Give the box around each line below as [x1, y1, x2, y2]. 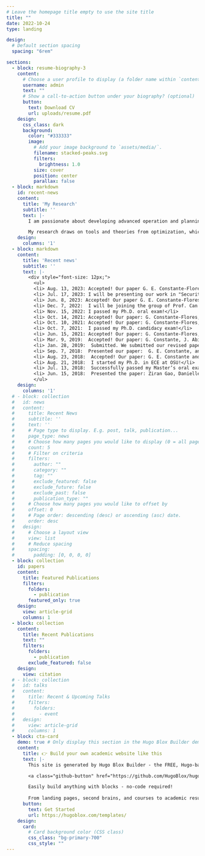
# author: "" [12, 462, 62, 468]
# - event [12, 711, 59, 717]
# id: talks [12, 682, 48, 689]
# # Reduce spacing [12, 541, 72, 547]
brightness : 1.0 [38, 161, 81, 168]
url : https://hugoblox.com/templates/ [28, 812, 127, 818]
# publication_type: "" [12, 495, 88, 502]
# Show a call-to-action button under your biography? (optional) [22, 93, 195, 99]
